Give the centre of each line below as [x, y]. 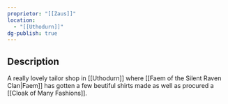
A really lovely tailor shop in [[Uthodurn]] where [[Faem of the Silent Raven [114, 78]
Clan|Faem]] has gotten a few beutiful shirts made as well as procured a [111, 86]
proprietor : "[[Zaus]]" [42, 14]
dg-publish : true [32, 33]
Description [33, 61]
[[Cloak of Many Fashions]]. [47, 93]
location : [22, 20]
